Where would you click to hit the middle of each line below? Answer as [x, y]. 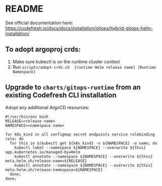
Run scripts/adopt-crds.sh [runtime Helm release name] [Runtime [84, 67]
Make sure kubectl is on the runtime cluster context [66, 62]
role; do [14, 139]
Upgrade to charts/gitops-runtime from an [73, 87]
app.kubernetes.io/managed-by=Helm [43, 152]
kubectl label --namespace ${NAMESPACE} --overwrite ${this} [80, 148]
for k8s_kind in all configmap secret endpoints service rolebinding [80, 134]
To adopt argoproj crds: [43, 49]
